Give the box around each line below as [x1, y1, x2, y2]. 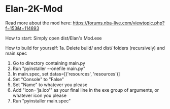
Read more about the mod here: [5, 20, 72, 26]
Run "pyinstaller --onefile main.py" [12, 65, 85, 71]
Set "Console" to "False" [12, 76, 64, 82]
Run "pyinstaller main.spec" [12, 97, 71, 104]
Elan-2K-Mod [5, 3, 63, 15]
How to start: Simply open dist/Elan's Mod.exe [5, 35, 102, 41]
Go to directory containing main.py [12, 60, 85, 66]
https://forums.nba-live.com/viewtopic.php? [73, 20, 165, 26]
